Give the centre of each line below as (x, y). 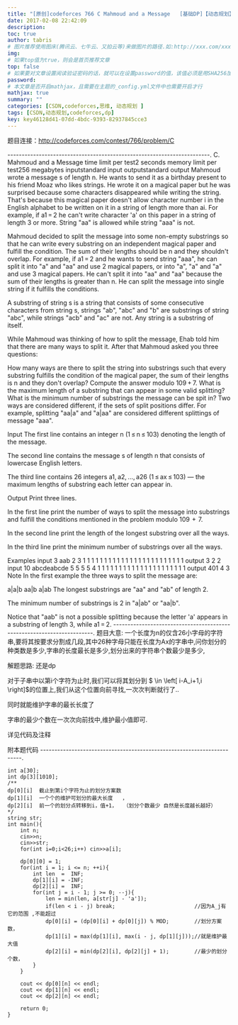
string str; (25, 818)
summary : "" (25, 100)
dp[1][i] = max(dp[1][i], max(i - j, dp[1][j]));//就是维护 (134, 936)
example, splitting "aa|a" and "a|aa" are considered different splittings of (113, 413)
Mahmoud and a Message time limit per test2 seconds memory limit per (112, 162)
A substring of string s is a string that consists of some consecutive (106, 303)
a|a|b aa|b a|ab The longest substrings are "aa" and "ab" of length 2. (108, 589)
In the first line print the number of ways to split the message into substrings (119, 512)
